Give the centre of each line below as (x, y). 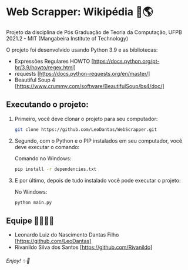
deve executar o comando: (47, 147)
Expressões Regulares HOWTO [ (54, 61)
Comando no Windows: (43, 158)
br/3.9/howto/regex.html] (45, 67)
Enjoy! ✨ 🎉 (18, 261)
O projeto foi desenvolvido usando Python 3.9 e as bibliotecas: (82, 50)
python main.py (33, 203)
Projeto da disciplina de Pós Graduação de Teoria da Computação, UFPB (94, 32)
